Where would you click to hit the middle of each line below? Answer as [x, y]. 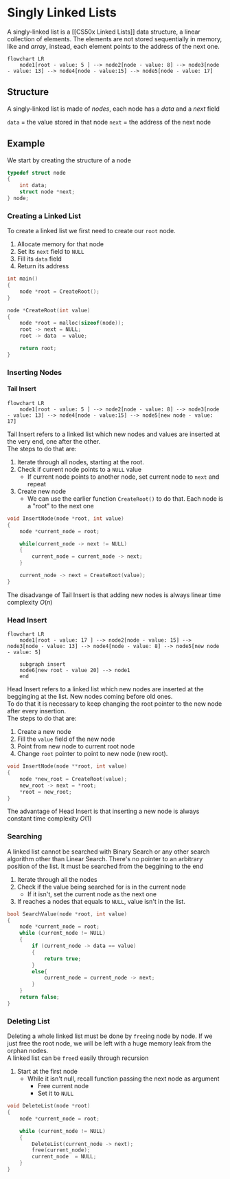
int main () [23, 279]
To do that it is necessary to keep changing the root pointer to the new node [115, 704]
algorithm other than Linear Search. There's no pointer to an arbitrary [105, 858]
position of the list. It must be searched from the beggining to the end [105, 866]
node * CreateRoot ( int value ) [49, 310]
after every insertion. [37, 711]
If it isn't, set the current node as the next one [92, 894]
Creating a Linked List [44, 216]
